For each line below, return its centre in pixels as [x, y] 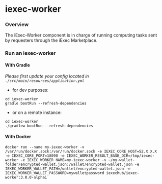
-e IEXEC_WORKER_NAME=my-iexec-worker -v [63, 160]
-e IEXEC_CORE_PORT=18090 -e [35, 156]
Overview [17, 25]
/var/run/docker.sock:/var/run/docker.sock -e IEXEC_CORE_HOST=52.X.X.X [81, 151]
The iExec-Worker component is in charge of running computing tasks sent [81, 35]
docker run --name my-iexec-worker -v [45, 147]
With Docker [18, 137]
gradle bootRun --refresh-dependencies [46, 103]
